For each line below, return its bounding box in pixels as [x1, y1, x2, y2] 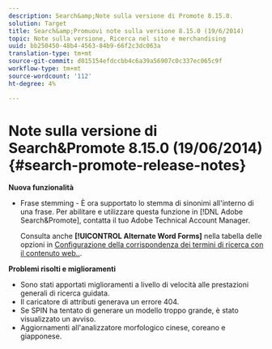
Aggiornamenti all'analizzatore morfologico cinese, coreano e [19, 323, 226, 333]
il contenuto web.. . [19, 249, 83, 258]
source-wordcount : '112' [8, 72, 92, 80]
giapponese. [19, 331, 62, 341]
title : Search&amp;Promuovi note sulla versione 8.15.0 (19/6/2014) [8, 27, 244, 35]
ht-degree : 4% [8, 79, 57, 87]
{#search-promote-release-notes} [8, 155, 247, 174]
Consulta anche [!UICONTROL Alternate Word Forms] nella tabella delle [19, 232, 263, 241]
